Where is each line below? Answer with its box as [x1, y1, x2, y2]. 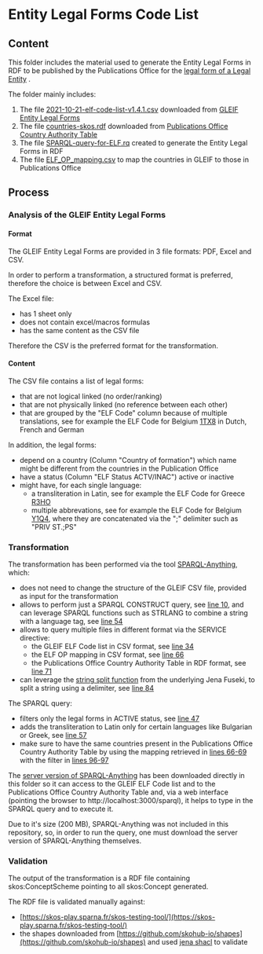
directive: [19, 633, 50, 643]
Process [8, 186, 49, 200]
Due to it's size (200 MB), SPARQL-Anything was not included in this [8, 820, 229, 829]
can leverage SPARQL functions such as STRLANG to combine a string [19, 608, 249, 618]
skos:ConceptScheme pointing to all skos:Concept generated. [8, 882, 209, 891]
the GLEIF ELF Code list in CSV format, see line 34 [31, 642, 195, 651]
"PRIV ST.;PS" [31, 522, 77, 531]
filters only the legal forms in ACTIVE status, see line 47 [19, 714, 200, 724]
